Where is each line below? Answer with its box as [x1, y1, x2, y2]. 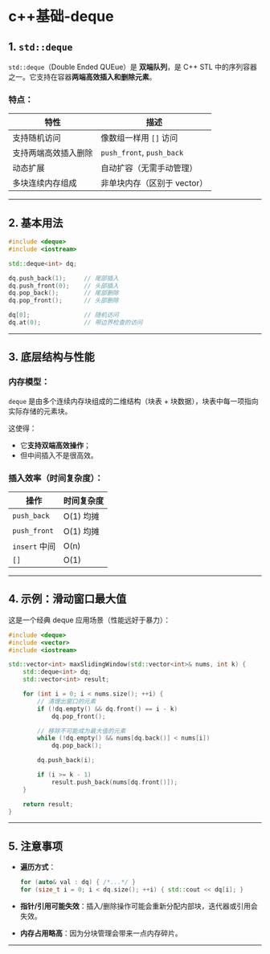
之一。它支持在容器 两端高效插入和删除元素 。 [8, 72, 157, 81]
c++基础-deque [8, 7, 114, 26]
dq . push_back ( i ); [37, 756, 95, 764]
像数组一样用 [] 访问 [100, 132, 178, 144]
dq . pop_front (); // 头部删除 [8, 296, 119, 305]
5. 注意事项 [8, 839, 63, 853]
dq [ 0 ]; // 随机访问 [8, 311, 119, 320]
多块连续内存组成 [12, 177, 78, 189]
